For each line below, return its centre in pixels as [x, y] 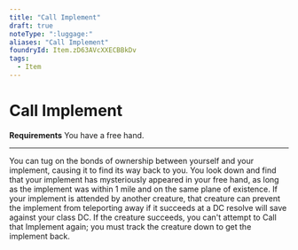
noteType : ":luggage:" [51, 34]
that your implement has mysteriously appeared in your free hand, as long [144, 179]
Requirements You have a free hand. [77, 135]
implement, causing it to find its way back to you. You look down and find [143, 170]
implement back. [40, 236]
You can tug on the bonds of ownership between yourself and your [132, 160]
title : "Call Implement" [55, 17]
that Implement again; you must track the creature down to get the [130, 226]
